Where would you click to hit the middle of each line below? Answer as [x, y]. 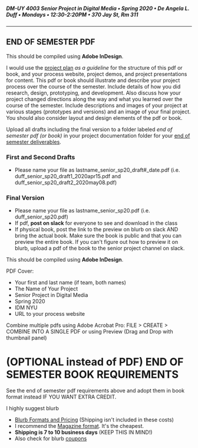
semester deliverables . [34, 142]
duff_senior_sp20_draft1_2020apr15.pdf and [68, 176]
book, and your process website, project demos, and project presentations [97, 74]
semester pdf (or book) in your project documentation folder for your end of [98, 135]
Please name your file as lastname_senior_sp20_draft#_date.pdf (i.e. [97, 170]
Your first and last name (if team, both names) [70, 283]
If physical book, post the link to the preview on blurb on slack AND [96, 230]
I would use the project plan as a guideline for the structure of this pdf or [94, 67]
